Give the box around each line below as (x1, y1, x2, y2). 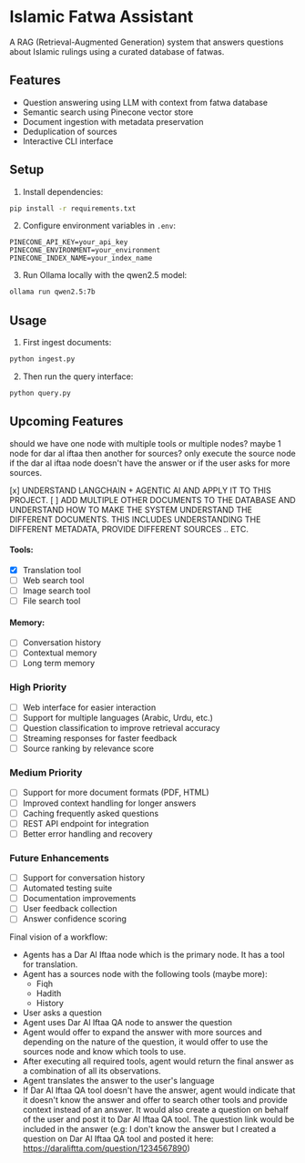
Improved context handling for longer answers (22, 798, 197, 808)
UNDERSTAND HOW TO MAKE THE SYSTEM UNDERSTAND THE (9, 504, 253, 515)
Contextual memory (22, 647, 97, 658)
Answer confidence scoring (22, 913, 127, 924)
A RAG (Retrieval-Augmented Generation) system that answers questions (9, 36, 284, 47)
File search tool (22, 595, 81, 607)
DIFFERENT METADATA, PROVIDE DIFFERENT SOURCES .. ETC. (9, 523, 249, 534)
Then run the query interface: (22, 371, 134, 382)
